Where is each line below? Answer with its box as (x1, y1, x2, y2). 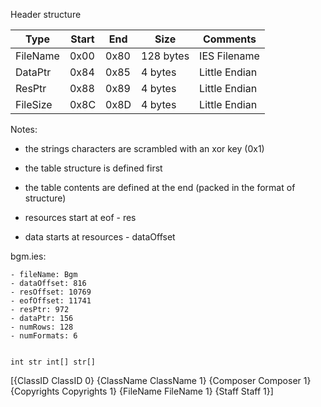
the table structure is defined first (24, 162, 163, 174)
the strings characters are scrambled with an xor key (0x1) (24, 143, 265, 154)
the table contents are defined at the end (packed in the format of (24, 182, 296, 193)
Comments (202, 32, 257, 46)
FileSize (15, 98, 53, 111)
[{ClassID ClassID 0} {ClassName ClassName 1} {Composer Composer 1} (10, 375, 312, 386)
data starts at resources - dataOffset (24, 231, 176, 243)
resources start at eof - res (24, 212, 137, 223)
